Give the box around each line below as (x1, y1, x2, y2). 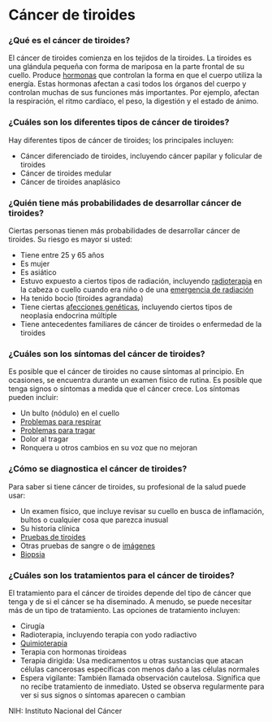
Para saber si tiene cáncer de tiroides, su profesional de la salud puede (8, 481, 246, 491)
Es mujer (19, 259, 50, 269)
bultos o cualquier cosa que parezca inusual (19, 515, 169, 524)
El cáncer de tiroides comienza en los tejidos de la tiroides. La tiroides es (8, 53, 252, 63)
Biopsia (19, 549, 45, 559)
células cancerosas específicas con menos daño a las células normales (19, 664, 260, 674)
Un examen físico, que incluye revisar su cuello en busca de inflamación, (19, 506, 265, 515)
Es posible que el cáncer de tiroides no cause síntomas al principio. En (8, 367, 245, 376)
